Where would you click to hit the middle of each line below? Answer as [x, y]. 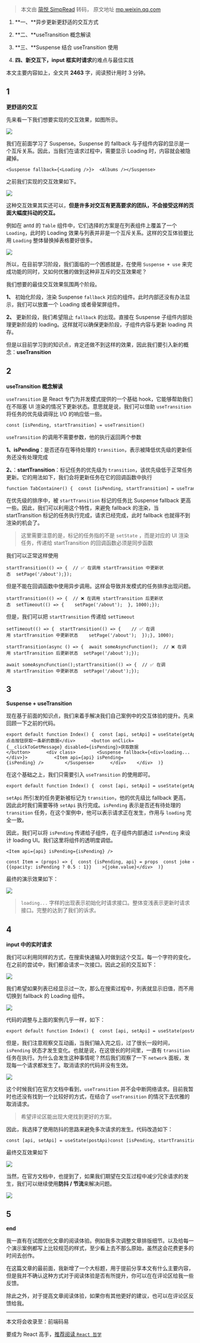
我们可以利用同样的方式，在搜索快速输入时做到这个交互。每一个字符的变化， [100, 957]
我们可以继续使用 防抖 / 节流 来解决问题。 [66, 1184]
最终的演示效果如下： [32, 879]
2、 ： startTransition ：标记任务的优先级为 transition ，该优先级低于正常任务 [99, 470]
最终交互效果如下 [27, 1152]
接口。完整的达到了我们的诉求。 [60, 910]
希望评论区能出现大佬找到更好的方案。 [68, 1116]
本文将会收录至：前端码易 [37, 1322]
